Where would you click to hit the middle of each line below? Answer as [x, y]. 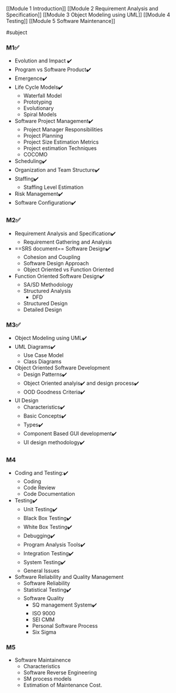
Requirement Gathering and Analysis [68, 242]
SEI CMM [43, 619]
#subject [17, 32]
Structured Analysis [47, 291]
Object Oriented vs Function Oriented [69, 269]
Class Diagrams [42, 361]
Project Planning [43, 136]
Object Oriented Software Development [62, 368]
